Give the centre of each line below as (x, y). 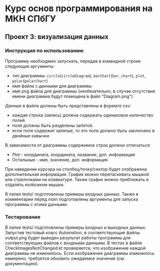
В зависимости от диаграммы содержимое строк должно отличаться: (78, 145)
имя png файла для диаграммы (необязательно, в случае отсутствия (84, 91)
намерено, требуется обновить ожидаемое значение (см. (65, 258)
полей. (19, 120)
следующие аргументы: (30, 66)
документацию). (22, 264)
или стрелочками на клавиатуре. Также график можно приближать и (77, 179)
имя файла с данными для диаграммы (52, 86)
